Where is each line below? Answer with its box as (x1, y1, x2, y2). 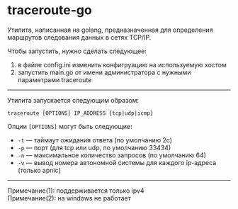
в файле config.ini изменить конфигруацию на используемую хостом (17, 60, 227, 69)
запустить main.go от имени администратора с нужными (17, 68, 191, 77)
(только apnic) (17, 166, 62, 174)
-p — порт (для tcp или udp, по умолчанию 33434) (17, 143, 171, 152)
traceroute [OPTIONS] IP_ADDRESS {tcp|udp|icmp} (7, 109, 154, 117)
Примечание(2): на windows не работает (7, 193, 131, 202)
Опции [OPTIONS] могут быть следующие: (7, 122, 132, 130)
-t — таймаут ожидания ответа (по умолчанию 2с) (17, 135, 172, 144)
